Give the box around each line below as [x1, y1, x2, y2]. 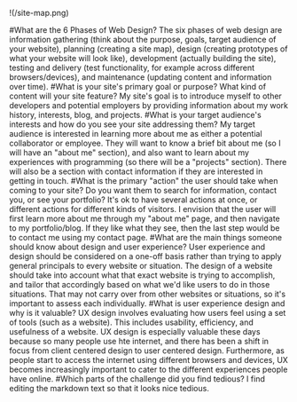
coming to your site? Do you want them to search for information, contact [9, 185, 277, 195]
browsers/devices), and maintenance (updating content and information [9, 72, 272, 83]
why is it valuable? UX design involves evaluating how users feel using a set [9, 308, 286, 318]
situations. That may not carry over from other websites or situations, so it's [9, 288, 286, 299]
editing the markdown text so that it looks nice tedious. [9, 383, 210, 393]
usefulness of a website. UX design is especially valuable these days [9, 327, 261, 336]
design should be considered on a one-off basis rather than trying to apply [9, 251, 282, 261]
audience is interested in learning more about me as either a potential [9, 129, 263, 138]
